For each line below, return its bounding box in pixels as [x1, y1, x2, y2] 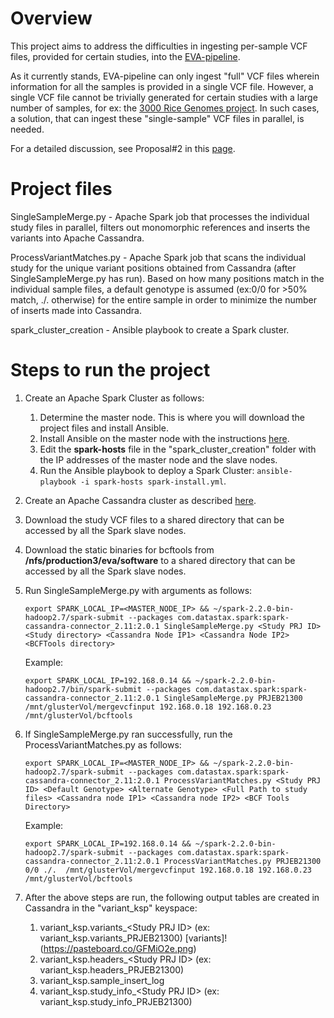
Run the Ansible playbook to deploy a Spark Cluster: [39, 464, 255, 476]
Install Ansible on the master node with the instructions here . [39, 432, 290, 444]
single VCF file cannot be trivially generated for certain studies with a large [10, 91, 318, 103]
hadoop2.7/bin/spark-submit [24, 684, 142, 694]
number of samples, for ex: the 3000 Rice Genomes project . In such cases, [10, 102, 320, 114]
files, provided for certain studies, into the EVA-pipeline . [10, 50, 241, 62]
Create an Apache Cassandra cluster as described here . [24, 494, 257, 506]
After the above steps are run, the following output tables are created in [24, 891, 320, 903]
